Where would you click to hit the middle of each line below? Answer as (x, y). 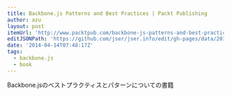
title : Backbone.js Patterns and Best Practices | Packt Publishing (107, 13)
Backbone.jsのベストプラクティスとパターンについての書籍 (90, 85)
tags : (15, 52)
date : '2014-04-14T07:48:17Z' (51, 45)
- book (23, 64)
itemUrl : (20, 33)
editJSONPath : (27, 39)
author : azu (24, 20)
